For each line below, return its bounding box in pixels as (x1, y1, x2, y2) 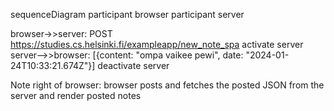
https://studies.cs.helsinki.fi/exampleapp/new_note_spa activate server (10, 39, 304, 50)
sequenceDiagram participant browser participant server (10, 9, 245, 20)
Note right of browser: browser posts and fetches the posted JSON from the (10, 79, 325, 91)
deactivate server (97, 60, 170, 71)
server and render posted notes (10, 90, 142, 101)
